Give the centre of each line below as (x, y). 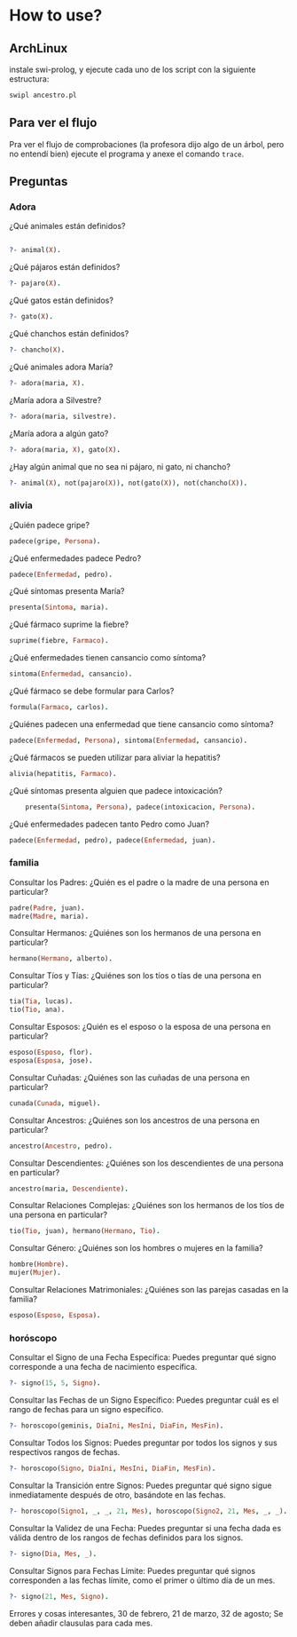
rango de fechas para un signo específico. (86, 1410)
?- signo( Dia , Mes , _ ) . (53, 1554)
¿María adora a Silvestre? (55, 399)
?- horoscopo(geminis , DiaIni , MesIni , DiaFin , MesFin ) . (117, 1426)
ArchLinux (39, 48)
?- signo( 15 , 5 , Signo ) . (55, 1383)
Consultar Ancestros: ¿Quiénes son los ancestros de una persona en (134, 1120)
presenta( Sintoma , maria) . (59, 608)
